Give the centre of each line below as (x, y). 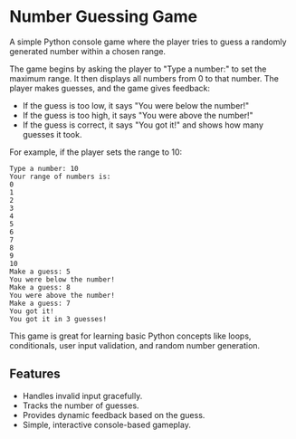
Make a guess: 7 (40, 303)
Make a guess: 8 (40, 287)
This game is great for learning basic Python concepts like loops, (130, 336)
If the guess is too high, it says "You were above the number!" (138, 115)
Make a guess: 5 (40, 272)
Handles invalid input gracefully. (82, 396)
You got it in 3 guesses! (58, 319)
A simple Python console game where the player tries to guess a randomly (148, 42)
